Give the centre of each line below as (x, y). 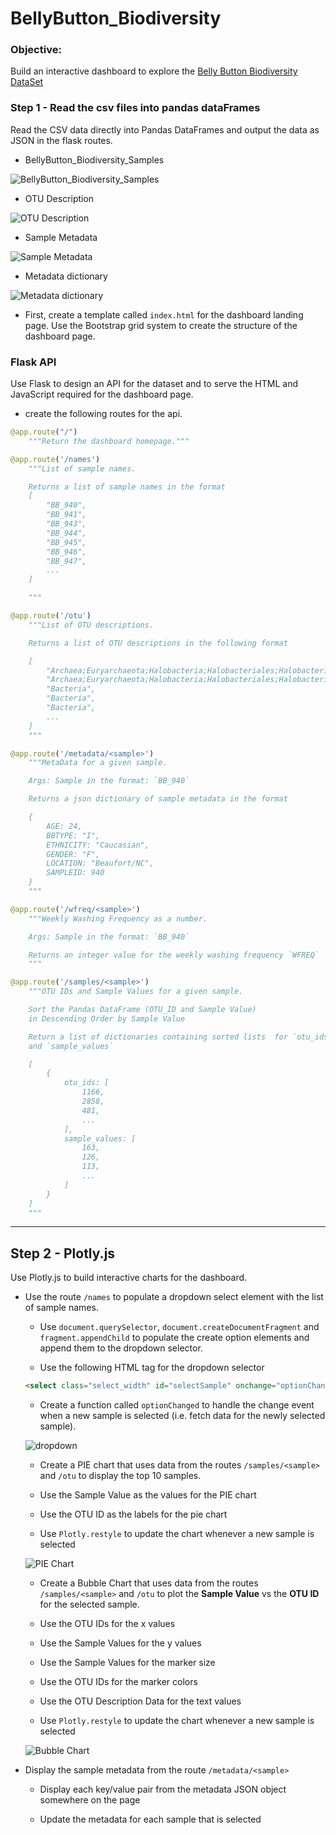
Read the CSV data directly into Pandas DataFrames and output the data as (165, 129)
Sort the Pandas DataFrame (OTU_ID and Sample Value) (142, 1010)
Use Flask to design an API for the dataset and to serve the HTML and (154, 384)
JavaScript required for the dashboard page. (102, 394)
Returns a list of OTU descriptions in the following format (158, 643)
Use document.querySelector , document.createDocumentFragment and (179, 1327)
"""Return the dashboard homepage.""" (109, 441)
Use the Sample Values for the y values (120, 1643)
